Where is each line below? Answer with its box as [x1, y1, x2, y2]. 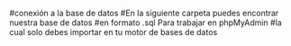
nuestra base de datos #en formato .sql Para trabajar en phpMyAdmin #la [9, 17, 282, 28]
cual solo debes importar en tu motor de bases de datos [9, 27, 218, 37]
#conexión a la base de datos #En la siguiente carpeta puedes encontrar [9, 8, 279, 18]
